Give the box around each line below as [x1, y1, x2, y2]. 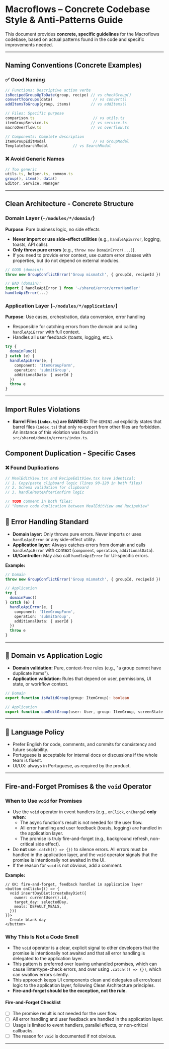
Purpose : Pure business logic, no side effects [5, 226, 100, 232]
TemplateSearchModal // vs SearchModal [5, 143, 112, 148]
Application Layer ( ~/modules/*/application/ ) [5, 302, 118, 309]
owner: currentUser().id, [14, 895, 69, 900]
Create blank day [10, 917, 46, 922]
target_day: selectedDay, [14, 900, 69, 905]
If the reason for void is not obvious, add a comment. [12, 862, 123, 868]
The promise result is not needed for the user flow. [12, 1011, 118, 1017]
